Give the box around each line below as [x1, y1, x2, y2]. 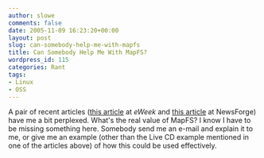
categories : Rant [8, 64, 66, 71]
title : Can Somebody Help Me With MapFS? [8, 48, 148, 56]
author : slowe [8, 11, 56, 20]
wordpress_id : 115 [8, 56, 69, 64]
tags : [8, 71, 26, 79]
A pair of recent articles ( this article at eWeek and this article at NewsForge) [8, 107, 257, 117]
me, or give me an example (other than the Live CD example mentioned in [8, 133, 249, 142]
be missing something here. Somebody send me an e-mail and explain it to [8, 124, 253, 133]
